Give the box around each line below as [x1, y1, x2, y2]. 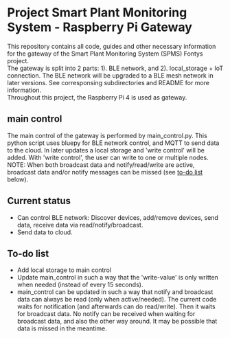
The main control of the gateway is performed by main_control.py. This [7, 131, 207, 139]
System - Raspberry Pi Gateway [7, 19, 192, 35]
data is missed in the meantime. [16, 324, 108, 333]
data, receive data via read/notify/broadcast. [16, 221, 143, 229]
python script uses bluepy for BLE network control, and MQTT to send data [7, 139, 220, 147]
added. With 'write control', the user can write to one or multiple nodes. [7, 153, 209, 161]
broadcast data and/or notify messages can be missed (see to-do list [7, 168, 203, 176]
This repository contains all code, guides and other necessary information [7, 42, 216, 50]
